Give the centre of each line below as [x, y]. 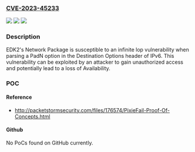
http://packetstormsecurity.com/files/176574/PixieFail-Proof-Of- [92, 110]
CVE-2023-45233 [33, 8]
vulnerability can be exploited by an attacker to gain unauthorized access [95, 62]
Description [23, 37]
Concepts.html [32, 116]
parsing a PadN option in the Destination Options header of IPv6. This [90, 56]
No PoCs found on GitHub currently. [50, 143]
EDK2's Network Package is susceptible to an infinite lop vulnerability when [98, 49]
